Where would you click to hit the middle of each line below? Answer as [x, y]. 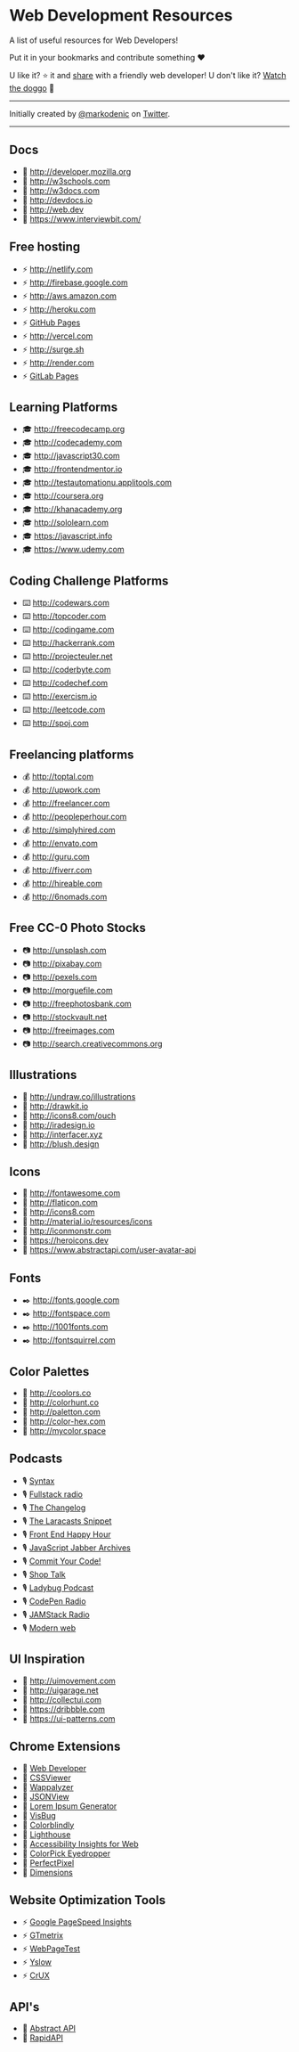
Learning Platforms [64, 407]
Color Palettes [49, 1372]
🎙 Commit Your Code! [61, 1561]
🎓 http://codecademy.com [72, 443]
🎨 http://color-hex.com [64, 1421]
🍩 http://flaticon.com [60, 1203]
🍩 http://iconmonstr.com [67, 1231]
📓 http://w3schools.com [66, 181]
